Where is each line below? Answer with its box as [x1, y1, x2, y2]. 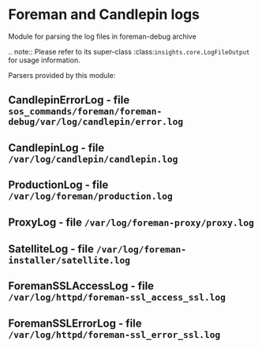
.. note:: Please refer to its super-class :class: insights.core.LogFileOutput [8, 47, 250, 56]
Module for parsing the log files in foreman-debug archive [8, 32, 197, 41]
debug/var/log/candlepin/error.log [8, 116, 184, 128]
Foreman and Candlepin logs [8, 6, 200, 24]
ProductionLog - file [8, 178, 109, 192]
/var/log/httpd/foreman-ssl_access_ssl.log [8, 292, 226, 303]
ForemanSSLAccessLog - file [8, 279, 155, 293]
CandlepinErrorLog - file [8, 93, 130, 107]
